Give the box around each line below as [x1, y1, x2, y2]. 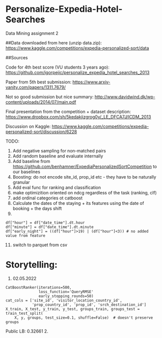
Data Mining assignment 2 [5, 30, 58, 36]
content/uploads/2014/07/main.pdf [5, 99, 77, 105]
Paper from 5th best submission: [5, 79, 72, 85]
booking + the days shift [12, 205, 62, 211]
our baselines [12, 169, 41, 175]
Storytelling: [5, 259, 58, 270]
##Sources [5, 54, 28, 60]
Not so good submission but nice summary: [5, 94, 94, 100]
